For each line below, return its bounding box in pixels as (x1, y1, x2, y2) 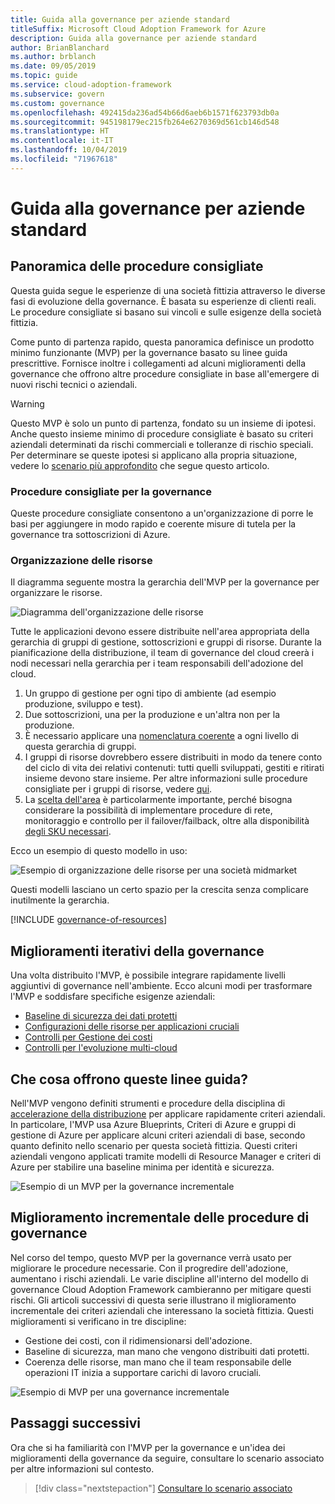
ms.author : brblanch (10, 52, 97, 62)
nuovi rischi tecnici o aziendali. (10, 378, 138, 390)
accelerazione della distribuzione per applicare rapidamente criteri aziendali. (10, 1107, 326, 1120)
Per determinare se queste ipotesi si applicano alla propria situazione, (10, 449, 298, 461)
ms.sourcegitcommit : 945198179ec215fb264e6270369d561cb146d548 (10, 117, 280, 127)
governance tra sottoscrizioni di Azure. (10, 529, 171, 541)
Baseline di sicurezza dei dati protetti (24, 1010, 178, 1022)
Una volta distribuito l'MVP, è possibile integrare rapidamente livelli (10, 969, 286, 981)
